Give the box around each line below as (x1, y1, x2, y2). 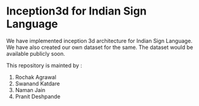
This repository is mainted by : (6, 62, 82, 69)
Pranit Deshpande (15, 93, 61, 100)
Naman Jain (15, 86, 46, 93)
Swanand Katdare (15, 80, 60, 87)
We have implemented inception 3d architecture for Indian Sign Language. (6, 37, 193, 44)
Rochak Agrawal (15, 73, 57, 81)
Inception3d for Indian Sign (6, 4, 147, 18)
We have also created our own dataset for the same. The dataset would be (6, 44, 194, 51)
